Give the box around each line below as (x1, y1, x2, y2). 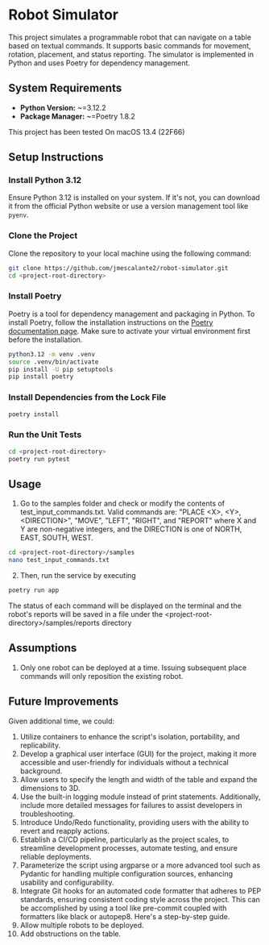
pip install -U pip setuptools (8, 365, 114, 373)
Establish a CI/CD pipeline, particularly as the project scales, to (19, 835, 230, 844)
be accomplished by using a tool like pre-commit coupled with (19, 903, 227, 913)
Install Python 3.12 (8, 175, 82, 186)
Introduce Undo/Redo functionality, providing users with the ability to (19, 817, 250, 827)
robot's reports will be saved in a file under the (8, 609, 163, 618)
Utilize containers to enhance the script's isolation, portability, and (19, 731, 240, 741)
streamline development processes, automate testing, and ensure (19, 843, 238, 852)
